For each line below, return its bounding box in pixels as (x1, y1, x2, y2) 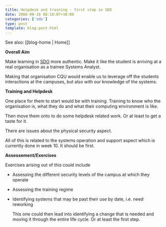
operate (12, 177, 29, 183)
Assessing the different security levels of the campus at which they (12, 172, 150, 178)
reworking (12, 202, 33, 208)
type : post (5, 21, 28, 26)
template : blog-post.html (5, 26, 58, 31)
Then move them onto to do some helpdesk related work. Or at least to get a (5, 113, 161, 119)
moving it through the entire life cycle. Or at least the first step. (12, 217, 140, 223)
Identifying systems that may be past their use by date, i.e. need (12, 196, 144, 202)
